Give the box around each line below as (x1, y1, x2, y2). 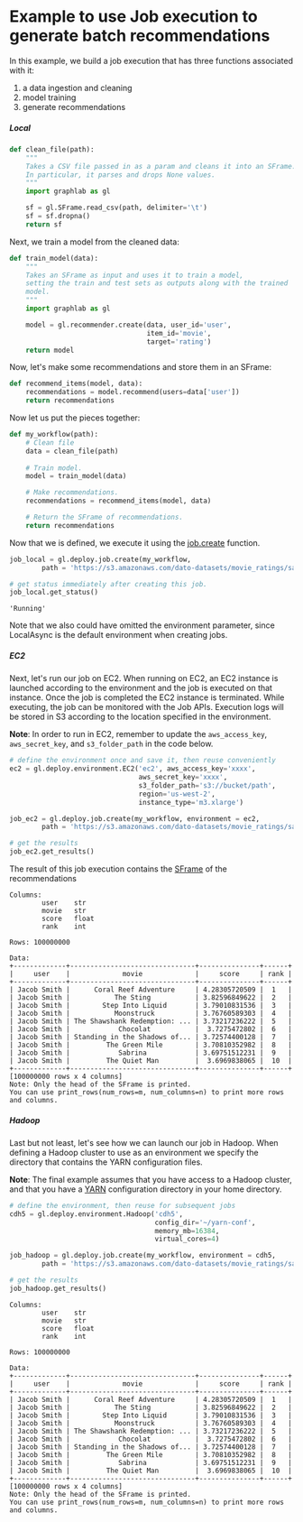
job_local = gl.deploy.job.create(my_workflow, (9, 555, 192, 564)
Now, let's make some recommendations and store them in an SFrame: (9, 362, 272, 373)
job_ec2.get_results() (9, 847, 95, 856)
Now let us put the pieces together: (9, 412, 141, 423)
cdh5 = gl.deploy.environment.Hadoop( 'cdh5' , (9, 1209, 183, 1219)
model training (22, 92, 77, 103)
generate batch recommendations (9, 25, 271, 46)
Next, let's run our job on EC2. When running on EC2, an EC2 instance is (9, 673, 279, 684)
